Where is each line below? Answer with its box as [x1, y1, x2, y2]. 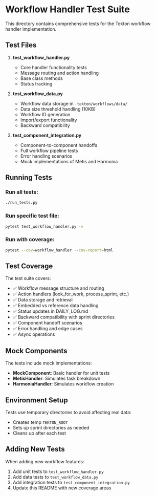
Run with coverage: [5, 236, 55, 243]
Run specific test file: [5, 212, 60, 220]
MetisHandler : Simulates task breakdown [12, 375, 101, 382]
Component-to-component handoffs [20, 142, 98, 148]
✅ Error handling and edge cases [12, 326, 83, 332]
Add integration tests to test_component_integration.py [12, 479, 130, 485]
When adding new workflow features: [5, 458, 84, 464]
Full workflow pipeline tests [20, 147, 78, 154]
